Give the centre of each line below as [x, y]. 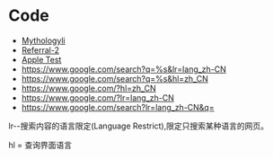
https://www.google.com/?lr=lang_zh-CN [97, 97]
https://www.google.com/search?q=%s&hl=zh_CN [114, 78]
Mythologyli [43, 40]
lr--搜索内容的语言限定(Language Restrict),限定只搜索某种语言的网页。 [139, 126]
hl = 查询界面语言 [40, 145]
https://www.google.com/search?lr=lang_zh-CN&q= [118, 107]
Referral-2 [40, 49]
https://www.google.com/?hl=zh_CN [88, 88]
